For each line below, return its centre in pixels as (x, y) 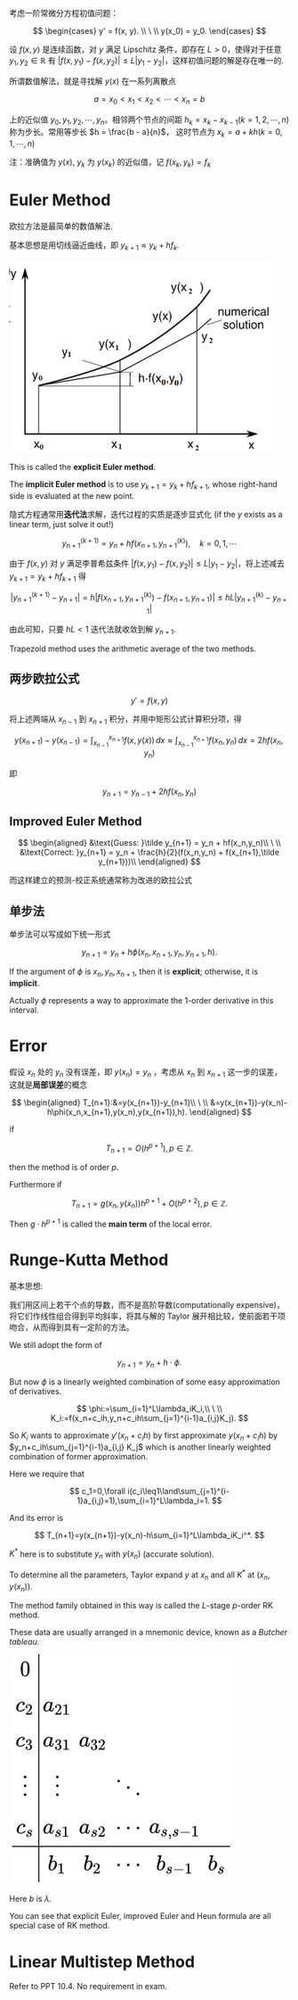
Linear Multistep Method (102, 1962)
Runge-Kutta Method (89, 1260)
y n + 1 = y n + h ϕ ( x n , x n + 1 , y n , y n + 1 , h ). (149, 953)
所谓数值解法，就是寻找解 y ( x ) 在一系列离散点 (93, 81)
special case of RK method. (60, 1926)
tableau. (24, 1642)
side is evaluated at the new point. (72, 496)
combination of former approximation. (79, 1456)
